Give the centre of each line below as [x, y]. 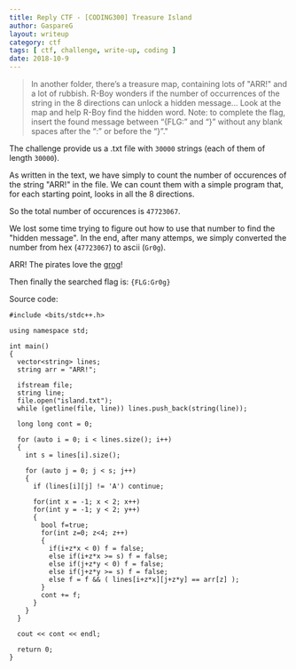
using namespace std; [49, 331]
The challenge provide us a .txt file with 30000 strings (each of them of [137, 148]
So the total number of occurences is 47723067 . [95, 211]
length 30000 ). [35, 158]
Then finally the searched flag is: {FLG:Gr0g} [90, 282]
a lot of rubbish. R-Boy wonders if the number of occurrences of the [156, 93]
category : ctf [35, 42]
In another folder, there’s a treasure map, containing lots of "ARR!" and [159, 84]
